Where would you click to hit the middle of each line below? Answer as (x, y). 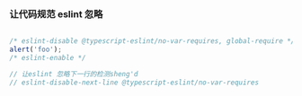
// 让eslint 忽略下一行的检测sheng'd (74, 74)
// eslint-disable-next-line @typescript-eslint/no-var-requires (134, 83)
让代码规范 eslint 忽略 (56, 13)
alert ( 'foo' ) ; (36, 50)
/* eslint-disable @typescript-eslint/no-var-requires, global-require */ (152, 41)
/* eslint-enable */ (48, 58)
